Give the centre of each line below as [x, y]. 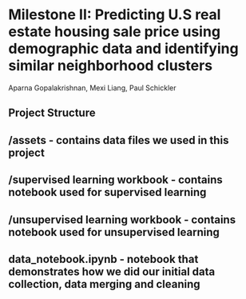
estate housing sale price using [115, 32]
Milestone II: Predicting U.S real [115, 15]
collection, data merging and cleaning [105, 284]
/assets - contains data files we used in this [119, 140]
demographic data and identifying [123, 49]
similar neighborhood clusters [111, 66]
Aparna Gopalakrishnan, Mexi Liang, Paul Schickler [92, 88]
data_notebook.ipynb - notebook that [103, 259]
